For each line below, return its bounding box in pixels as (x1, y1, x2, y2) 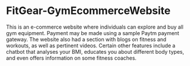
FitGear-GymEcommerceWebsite (6, 4, 171, 18)
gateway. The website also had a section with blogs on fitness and (6, 36, 167, 43)
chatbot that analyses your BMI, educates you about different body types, (6, 48, 185, 55)
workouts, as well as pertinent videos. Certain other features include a (6, 42, 176, 49)
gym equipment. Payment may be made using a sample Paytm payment (6, 29, 179, 36)
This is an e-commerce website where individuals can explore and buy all (6, 23, 184, 30)
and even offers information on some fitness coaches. (6, 54, 137, 61)
